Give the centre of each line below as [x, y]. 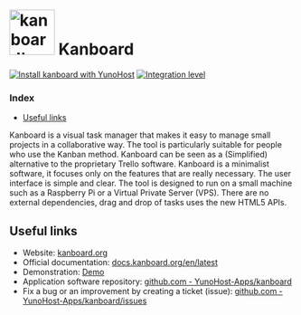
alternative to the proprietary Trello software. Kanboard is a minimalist [139, 164]
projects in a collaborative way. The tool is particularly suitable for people [146, 145]
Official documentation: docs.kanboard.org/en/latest [120, 262]
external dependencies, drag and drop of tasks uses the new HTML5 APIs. [148, 203]
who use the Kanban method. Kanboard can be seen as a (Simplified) [139, 155]
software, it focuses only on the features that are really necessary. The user [150, 174]
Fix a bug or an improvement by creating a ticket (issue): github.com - [152, 291]
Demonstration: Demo [63, 272]
